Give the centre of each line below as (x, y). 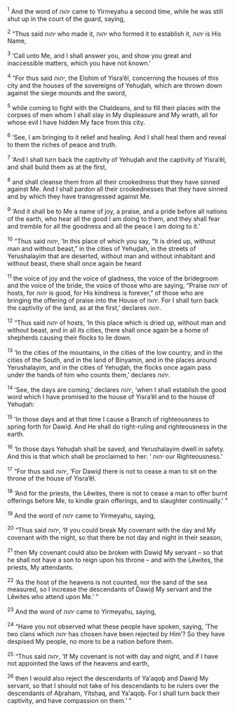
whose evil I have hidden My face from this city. (76, 123)
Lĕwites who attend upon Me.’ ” (53, 597)
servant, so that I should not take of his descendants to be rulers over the (113, 686)
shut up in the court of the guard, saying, (66, 19)
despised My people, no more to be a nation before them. (90, 641)
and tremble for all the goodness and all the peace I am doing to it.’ (104, 226)
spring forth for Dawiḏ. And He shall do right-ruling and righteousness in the (117, 426)
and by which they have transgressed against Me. (79, 196)
